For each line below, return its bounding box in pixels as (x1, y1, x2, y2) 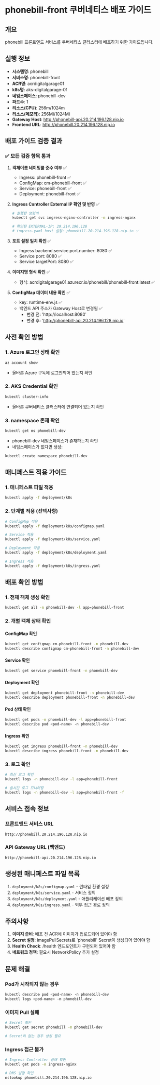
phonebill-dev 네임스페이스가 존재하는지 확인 (12, 438, 98, 444)
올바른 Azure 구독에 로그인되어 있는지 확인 (12, 370, 93, 376)
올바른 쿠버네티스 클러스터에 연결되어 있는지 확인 (12, 404, 104, 410)
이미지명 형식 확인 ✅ (12, 269, 51, 275)
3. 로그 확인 (5, 761, 30, 768)
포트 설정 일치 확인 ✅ (12, 238, 52, 243)
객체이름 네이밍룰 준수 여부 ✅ (12, 165, 67, 171)
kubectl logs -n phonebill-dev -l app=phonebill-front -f (5, 790, 124, 795)
